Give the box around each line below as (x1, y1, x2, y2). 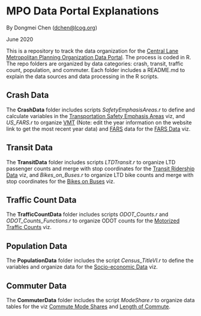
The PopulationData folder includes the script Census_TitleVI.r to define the (6, 257, 194, 264)
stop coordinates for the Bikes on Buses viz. (6, 177, 115, 185)
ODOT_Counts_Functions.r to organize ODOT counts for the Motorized (6, 217, 180, 224)
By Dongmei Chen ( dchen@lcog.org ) (6, 24, 98, 31)
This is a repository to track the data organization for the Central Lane (6, 47, 179, 55)
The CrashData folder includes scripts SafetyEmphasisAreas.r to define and (6, 106, 195, 113)
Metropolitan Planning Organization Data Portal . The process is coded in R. (6, 53, 191, 61)
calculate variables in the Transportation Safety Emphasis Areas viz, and (6, 112, 185, 119)
